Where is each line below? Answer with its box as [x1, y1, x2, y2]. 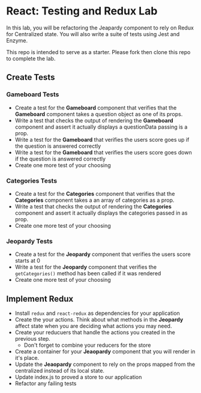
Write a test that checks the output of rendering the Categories [14, 203, 172, 210]
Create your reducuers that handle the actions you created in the [14, 329, 175, 336]
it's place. [14, 355, 40, 362]
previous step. [14, 335, 51, 343]
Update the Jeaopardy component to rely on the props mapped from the [14, 361, 196, 368]
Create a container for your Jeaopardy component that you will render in [14, 348, 196, 355]
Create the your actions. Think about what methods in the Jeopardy [14, 316, 184, 323]
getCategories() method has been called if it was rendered [14, 270, 161, 277]
